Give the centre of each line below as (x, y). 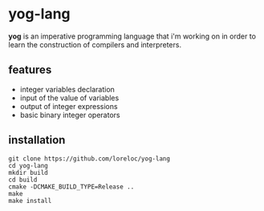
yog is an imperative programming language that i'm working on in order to (132, 36)
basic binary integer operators (70, 115)
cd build (23, 180)
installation (37, 140)
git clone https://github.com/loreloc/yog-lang (89, 158)
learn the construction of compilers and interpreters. (95, 44)
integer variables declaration (67, 89)
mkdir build (28, 172)
